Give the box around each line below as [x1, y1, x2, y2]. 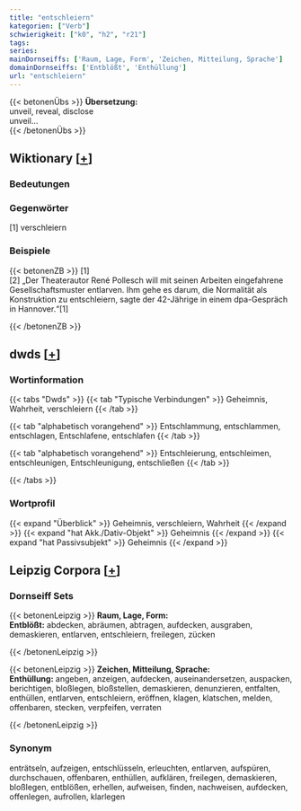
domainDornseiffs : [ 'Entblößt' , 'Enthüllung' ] [9, 64, 187, 73]
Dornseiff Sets [9, 589, 74, 602]
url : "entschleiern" [9, 72, 87, 81]
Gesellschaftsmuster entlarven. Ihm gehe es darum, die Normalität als [9, 284, 268, 295]
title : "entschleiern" [9, 13, 94, 22]
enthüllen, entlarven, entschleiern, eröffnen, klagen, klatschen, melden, [9, 692, 273, 703]
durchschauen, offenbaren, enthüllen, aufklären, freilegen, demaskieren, [9, 771, 278, 782]
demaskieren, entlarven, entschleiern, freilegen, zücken [9, 630, 216, 640]
